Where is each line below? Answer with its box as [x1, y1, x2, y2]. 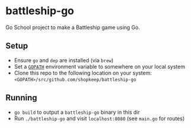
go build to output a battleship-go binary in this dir [14, 108, 140, 116]
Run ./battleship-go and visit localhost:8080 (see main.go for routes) [14, 114, 185, 122]
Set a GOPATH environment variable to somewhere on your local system [14, 63, 186, 70]
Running [5, 93, 38, 103]
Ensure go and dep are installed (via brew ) [14, 56, 114, 63]
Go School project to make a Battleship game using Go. [5, 24, 140, 31]
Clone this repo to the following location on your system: [14, 69, 152, 76]
